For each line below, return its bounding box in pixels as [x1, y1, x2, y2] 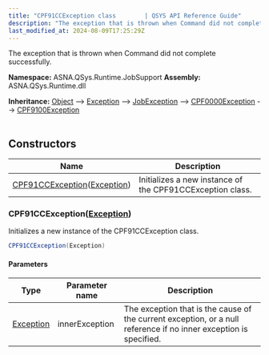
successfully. [8, 57, 52, 67]
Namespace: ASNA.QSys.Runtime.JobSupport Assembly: [8, 73, 202, 83]
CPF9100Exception [17, 105, 80, 115]
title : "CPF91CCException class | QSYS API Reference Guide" [8, 11, 242, 20]
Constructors [8, 137, 77, 151]
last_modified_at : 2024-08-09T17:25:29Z [8, 26, 146, 34]
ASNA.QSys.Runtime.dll [8, 81, 86, 91]
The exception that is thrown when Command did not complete [8, 49, 216, 58]
